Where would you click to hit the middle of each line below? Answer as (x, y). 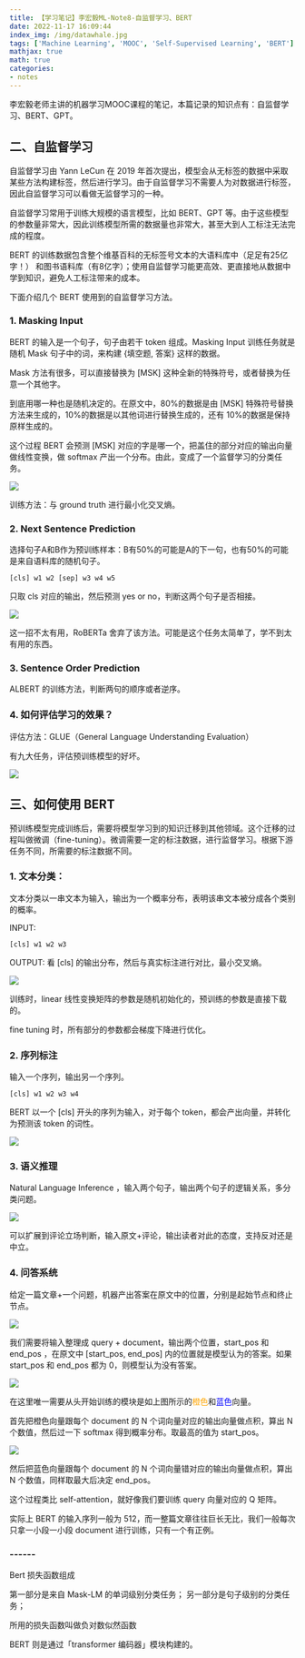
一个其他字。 (41, 384)
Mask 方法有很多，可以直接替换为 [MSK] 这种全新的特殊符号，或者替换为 (146, 372)
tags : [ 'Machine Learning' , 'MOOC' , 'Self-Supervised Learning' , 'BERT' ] (152, 43)
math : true (30, 60)
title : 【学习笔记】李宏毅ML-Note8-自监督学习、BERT (101, 18)
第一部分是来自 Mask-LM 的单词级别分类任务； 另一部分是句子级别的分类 (146, 1594)
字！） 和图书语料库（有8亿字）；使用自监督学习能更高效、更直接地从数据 (146, 266)
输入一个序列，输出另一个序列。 (69, 1077)
